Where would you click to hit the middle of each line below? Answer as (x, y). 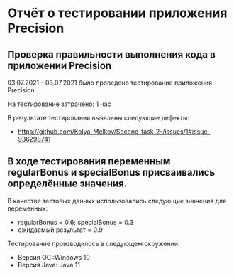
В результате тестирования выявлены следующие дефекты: (99, 118)
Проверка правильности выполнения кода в (112, 54)
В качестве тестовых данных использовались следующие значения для (117, 201)
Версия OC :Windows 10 (54, 257)
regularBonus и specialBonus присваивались (111, 172)
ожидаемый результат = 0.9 (60, 230)
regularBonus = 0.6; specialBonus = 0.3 (76, 222)
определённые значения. (67, 184)
